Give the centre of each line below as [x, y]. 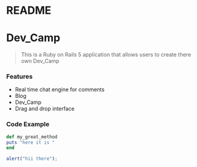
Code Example [28, 124]
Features [20, 77]
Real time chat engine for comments [60, 90]
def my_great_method [32, 137]
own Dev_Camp [40, 61]
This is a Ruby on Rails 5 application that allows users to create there [106, 55]
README [29, 11]
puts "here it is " [31, 142]
